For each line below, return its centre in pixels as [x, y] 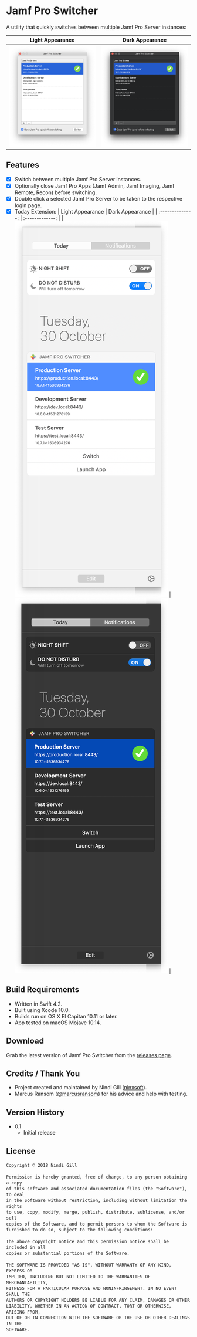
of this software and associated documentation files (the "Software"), [97, 1189]
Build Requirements [43, 990]
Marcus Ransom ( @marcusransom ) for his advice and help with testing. [101, 1094]
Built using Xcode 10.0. [42, 1010]
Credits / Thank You [43, 1073]
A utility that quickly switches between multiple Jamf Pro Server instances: [96, 27]
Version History [35, 1112]
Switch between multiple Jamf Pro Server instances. [78, 179]
